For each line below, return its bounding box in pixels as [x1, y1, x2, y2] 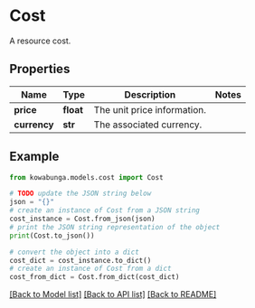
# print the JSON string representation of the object [9, 222, 221, 231]
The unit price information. [93, 103, 206, 116]
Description [124, 88, 176, 100]
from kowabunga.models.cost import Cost [9, 173, 165, 182]
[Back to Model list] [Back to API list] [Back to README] [9, 289, 217, 300]
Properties [9, 61, 71, 77]
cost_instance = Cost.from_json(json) [9, 214, 156, 224]
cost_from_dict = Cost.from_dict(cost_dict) [9, 273, 180, 282]
